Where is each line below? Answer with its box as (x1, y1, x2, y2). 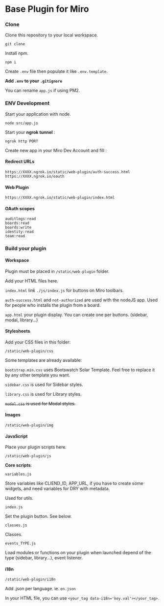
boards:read (5, 221, 29, 226)
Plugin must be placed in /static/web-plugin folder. (5, 268, 110, 274)
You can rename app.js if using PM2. (5, 88, 80, 94)
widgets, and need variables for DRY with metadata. (5, 486, 110, 492)
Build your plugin (5, 245, 47, 252)
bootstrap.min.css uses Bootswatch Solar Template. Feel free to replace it (5, 367, 155, 373)
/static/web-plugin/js (5, 454, 51, 459)
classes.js (5, 523, 27, 528)
